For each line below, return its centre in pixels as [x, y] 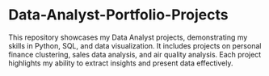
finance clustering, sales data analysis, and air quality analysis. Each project [135, 54]
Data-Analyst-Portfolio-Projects [118, 15]
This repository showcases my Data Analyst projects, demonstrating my [128, 37]
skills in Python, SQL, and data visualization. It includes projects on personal [135, 45]
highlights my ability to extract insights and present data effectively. [121, 63]
